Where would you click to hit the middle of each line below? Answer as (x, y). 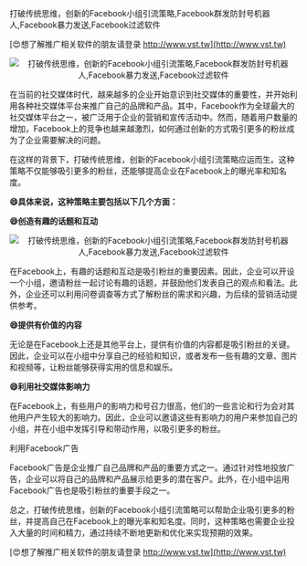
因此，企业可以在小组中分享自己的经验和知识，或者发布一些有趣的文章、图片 (153, 356)
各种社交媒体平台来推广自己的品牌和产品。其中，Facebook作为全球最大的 (156, 106)
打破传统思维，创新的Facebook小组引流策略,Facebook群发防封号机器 (140, 13)
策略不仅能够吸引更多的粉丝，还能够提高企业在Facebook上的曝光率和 (140, 171)
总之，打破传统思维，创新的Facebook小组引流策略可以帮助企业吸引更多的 (148, 510)
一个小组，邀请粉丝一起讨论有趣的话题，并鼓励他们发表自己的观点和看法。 (149, 283)
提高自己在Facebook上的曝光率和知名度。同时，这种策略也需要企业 (160, 521)
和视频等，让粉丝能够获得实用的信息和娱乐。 (94, 367)
